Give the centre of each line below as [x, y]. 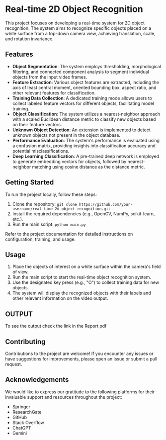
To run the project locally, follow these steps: [51, 194]
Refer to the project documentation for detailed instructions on [69, 234]
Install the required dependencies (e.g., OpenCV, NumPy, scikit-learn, [83, 214]
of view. [20, 272]
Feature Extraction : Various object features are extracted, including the [85, 82]
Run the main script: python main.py [49, 224]
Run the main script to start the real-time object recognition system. [82, 277]
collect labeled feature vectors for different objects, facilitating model [83, 103]
